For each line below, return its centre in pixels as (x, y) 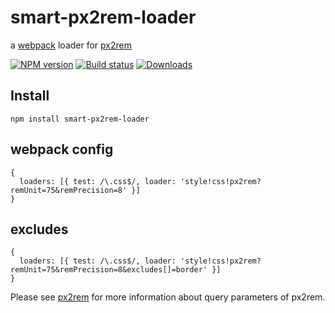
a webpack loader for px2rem (71, 45)
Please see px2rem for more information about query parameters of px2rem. (168, 297)
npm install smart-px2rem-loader (80, 119)
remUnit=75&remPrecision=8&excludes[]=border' (109, 270)
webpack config (62, 149)
